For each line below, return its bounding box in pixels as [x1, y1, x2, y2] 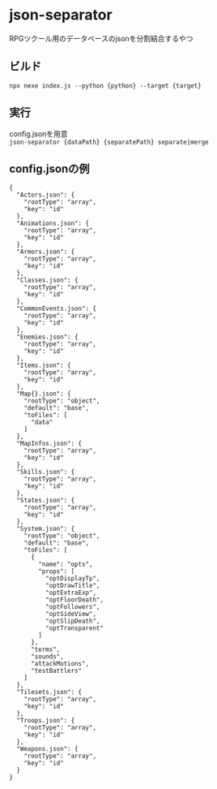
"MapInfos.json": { [16, 440, 83, 448]
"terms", [30, 645, 61, 654]
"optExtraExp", [45, 589, 96, 597]
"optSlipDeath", [45, 617, 100, 626]
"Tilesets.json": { [16, 688, 83, 696]
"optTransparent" [45, 624, 104, 632]
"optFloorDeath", [45, 596, 104, 604]
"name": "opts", [38, 560, 93, 569]
